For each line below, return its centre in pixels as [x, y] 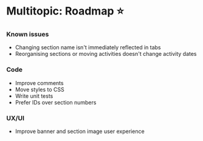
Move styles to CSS [40, 89]
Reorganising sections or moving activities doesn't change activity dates [106, 54]
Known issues [28, 35]
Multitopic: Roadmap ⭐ [65, 11]
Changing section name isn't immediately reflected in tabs [88, 47]
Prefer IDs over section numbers [56, 102]
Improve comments [39, 83]
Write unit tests [34, 96]
